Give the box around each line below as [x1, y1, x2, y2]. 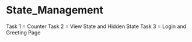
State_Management [6, 3, 104, 17]
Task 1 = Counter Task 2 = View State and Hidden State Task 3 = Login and [6, 23, 187, 30]
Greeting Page [6, 29, 41, 36]
